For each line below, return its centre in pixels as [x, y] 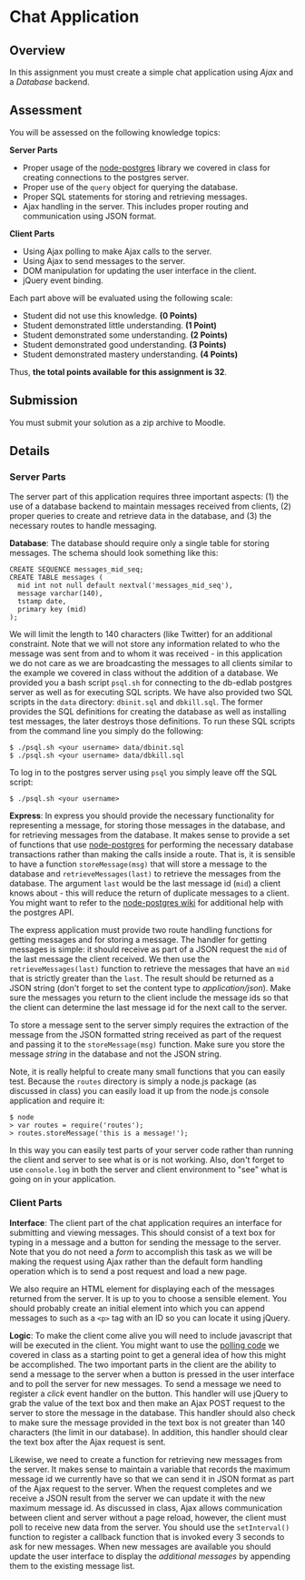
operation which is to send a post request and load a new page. [128, 1271]
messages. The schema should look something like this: [114, 553]
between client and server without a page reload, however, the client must [148, 1517]
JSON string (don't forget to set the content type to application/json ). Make [150, 988]
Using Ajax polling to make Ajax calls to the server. [117, 251]
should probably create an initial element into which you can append [137, 1308]
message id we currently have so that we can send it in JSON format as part [152, 1479]
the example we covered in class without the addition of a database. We [144, 673]
